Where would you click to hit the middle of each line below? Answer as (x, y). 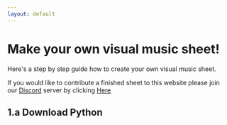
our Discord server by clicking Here (59, 90)
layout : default (31, 14)
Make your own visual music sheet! (113, 49)
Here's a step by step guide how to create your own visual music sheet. (112, 69)
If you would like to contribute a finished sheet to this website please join (113, 82)
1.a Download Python (55, 112)
